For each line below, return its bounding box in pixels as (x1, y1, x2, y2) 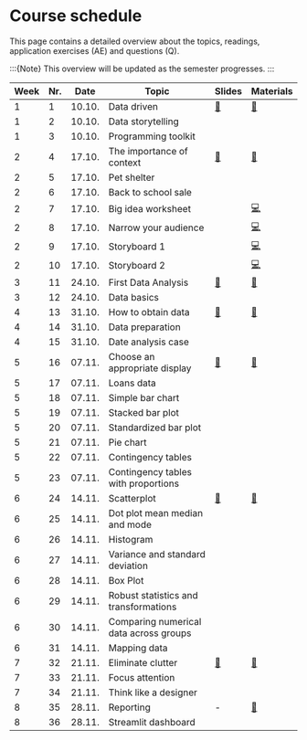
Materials (250, 84, 293, 97)
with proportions (108, 477, 180, 490)
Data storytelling (108, 115, 180, 128)
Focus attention (108, 671, 175, 683)
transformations (108, 600, 177, 613)
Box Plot (108, 574, 144, 587)
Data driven (108, 100, 158, 112)
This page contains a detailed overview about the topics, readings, (9, 36, 260, 47)
